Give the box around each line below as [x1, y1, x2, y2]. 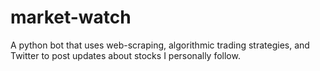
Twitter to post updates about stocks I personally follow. [10, 49, 241, 61]
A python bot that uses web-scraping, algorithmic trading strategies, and [10, 39, 310, 51]
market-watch [10, 6, 132, 29]
